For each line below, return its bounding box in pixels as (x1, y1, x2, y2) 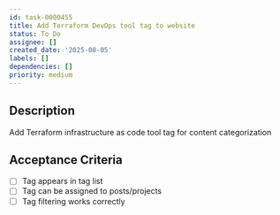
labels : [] (9, 54, 49, 63)
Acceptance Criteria (9, 152, 123, 167)
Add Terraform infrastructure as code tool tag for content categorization (9, 127, 272, 137)
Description (9, 104, 75, 119)
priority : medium (9, 71, 73, 80)
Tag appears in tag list (21, 176, 103, 187)
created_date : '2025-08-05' (9, 46, 113, 55)
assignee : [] (9, 37, 57, 47)
